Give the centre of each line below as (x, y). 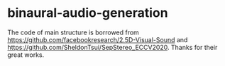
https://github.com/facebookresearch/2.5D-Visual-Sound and (98, 39)
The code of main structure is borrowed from (73, 32)
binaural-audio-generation (88, 13)
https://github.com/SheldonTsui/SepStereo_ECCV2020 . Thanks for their (112, 47)
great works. (26, 55)
